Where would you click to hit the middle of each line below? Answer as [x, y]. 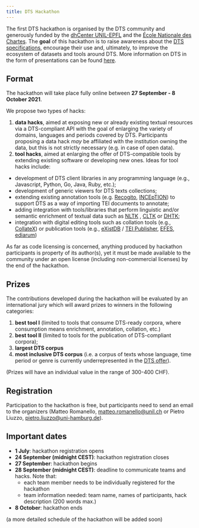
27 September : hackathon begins [56, 463]
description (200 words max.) [60, 501]
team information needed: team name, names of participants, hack [105, 495]
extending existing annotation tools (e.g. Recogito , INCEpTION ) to [95, 197]
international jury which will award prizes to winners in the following [89, 305]
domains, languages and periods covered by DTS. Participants [91, 135]
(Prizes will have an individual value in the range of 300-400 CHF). [88, 372]
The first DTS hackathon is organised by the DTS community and [86, 29]
